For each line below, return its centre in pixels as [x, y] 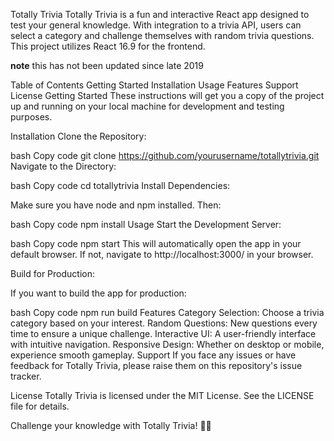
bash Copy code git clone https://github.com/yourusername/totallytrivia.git [165, 155]
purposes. [31, 117]
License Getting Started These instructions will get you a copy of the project [167, 95]
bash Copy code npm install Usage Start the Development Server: [146, 224]
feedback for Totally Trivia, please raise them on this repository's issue [156, 365]
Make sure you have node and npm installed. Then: [116, 205]
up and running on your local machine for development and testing [147, 106]
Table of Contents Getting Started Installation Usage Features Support [154, 85]
